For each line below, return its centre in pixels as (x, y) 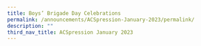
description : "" (30, 26)
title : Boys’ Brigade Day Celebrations (64, 13)
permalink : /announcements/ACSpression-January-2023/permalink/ (101, 20)
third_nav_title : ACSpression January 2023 (70, 32)
